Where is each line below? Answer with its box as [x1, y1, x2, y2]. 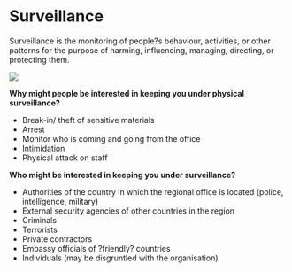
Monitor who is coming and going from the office [21, 133, 201, 144]
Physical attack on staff [21, 152, 108, 163]
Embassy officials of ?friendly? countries [21, 243, 171, 253]
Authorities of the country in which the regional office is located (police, [21, 186, 284, 197]
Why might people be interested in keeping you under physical [9, 88, 245, 98]
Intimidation [21, 143, 65, 153]
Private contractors [21, 233, 93, 245]
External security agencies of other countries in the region [21, 206, 235, 216]
